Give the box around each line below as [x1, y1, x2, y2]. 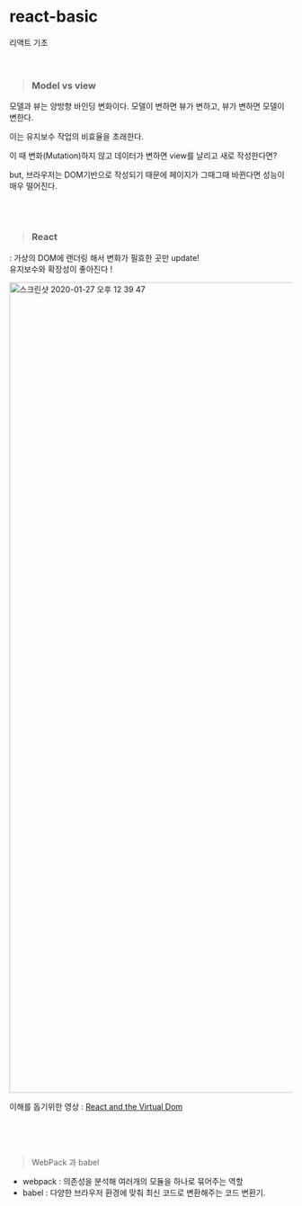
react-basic [9, 6, 99, 27]
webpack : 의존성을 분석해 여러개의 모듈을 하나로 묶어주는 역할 [22, 1175, 244, 1186]
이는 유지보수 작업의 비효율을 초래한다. [9, 131, 144, 142]
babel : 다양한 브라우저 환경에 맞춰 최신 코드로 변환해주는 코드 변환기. [22, 1187, 266, 1198]
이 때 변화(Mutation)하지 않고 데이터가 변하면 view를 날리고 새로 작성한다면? [9, 150, 278, 161]
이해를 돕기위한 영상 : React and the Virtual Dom [9, 1101, 183, 1112]
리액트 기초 [9, 37, 49, 48]
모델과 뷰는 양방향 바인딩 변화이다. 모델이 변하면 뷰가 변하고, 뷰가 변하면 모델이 [9, 101, 285, 112]
